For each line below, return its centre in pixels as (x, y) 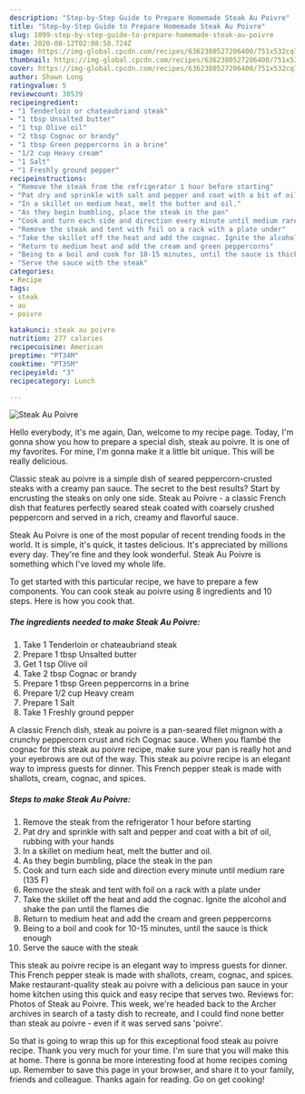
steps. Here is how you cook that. (72, 601)
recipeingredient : (44, 102)
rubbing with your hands (69, 841)
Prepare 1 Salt (49, 703)
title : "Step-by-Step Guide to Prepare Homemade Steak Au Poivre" (138, 26)
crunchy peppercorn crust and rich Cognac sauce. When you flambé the (145, 740)
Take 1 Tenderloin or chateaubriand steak (100, 645)
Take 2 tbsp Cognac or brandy (80, 674)
